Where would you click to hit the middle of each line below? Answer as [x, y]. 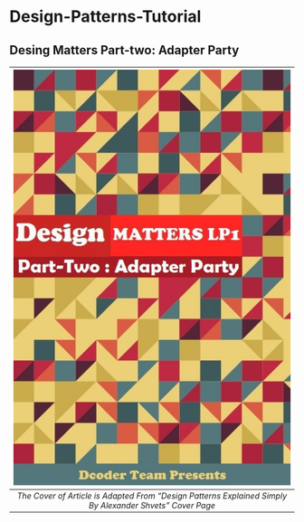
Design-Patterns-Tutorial [105, 17]
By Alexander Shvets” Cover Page [152, 505]
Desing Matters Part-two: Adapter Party [124, 50]
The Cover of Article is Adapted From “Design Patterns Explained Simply [152, 496]
